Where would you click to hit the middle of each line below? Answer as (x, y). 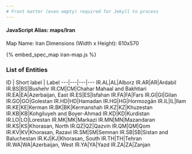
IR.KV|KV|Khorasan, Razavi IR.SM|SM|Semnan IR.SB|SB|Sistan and (87, 132)
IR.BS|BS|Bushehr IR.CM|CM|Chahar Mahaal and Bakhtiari (76, 89)
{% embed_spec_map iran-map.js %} (51, 54)
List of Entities (27, 70)
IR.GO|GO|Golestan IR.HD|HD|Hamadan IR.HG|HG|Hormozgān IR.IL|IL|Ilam (96, 101)
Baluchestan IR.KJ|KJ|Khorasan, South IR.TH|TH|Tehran (74, 139)
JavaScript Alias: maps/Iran (41, 30)
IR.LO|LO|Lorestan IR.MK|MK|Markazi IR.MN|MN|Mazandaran (81, 120)
